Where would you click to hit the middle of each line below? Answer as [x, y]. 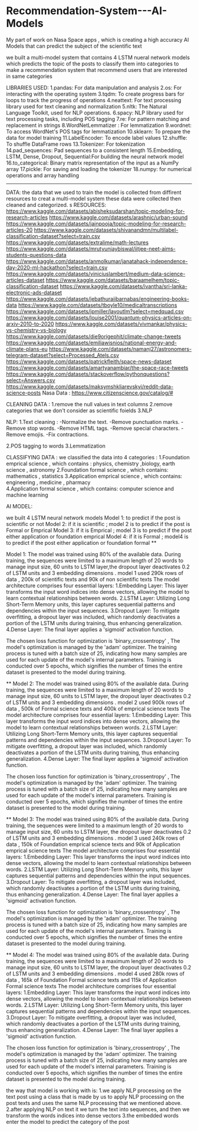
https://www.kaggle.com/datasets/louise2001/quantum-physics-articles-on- [99, 317]
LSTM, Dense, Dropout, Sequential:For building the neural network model [95, 156]
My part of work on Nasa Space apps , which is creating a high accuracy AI [98, 40]
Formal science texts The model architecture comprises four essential [91, 986]
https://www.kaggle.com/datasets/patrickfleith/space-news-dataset [89, 361]
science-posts [24, 393]
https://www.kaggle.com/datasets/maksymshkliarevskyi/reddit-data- [90, 386]
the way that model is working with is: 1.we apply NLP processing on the [94, 1090]
